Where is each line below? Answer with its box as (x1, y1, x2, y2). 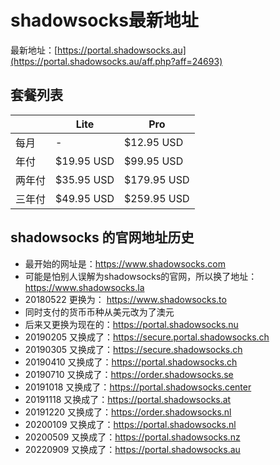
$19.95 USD (55, 154, 115, 168)
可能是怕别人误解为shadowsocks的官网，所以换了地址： (24, 270, 258, 282)
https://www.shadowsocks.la (24, 281, 145, 293)
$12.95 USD (124, 135, 184, 149)
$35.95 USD (55, 172, 115, 186)
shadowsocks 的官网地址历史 (10, 229, 195, 246)
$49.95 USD (55, 191, 115, 205)
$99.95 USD (124, 154, 184, 168)
